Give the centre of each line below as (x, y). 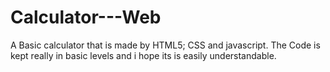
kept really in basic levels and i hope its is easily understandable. (143, 55)
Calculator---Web (86, 17)
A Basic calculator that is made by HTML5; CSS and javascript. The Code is (165, 45)
